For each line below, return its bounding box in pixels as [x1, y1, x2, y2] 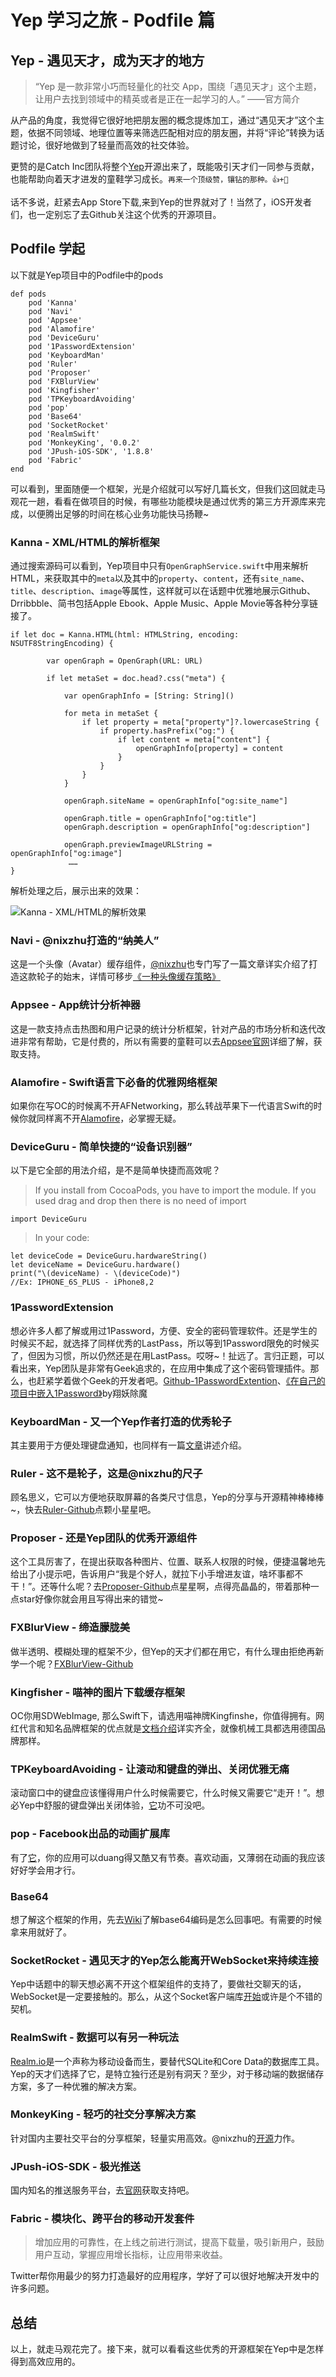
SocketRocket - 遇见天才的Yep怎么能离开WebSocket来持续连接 [10, 1953, 319, 1967]
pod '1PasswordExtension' [28, 341, 137, 351]
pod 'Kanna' [28, 297, 78, 308]
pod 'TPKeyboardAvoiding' [28, 394, 137, 404]
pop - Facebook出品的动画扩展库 [10, 1827, 170, 1841]
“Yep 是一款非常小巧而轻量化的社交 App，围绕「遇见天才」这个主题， [34, 81, 322, 92]
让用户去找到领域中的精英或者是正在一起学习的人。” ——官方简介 [34, 93, 300, 105]
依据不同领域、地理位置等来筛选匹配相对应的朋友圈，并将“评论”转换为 [27, 127, 317, 138]
